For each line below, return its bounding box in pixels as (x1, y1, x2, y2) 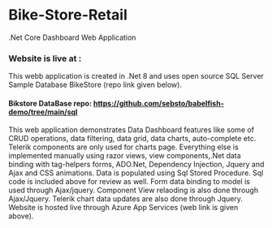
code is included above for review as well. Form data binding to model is (8, 177, 250, 187)
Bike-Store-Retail (8, 6, 128, 24)
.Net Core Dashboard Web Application (8, 32, 136, 42)
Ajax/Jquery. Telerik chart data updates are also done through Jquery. (8, 194, 244, 204)
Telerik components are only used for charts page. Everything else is (8, 142, 240, 152)
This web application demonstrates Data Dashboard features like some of (8, 125, 254, 135)
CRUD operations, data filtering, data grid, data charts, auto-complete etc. (8, 134, 257, 144)
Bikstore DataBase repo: (8, 98, 92, 108)
